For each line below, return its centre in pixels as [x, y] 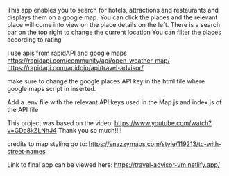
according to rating [34, 40]
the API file [23, 110]
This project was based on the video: [60, 123]
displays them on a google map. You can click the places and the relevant [112, 17]
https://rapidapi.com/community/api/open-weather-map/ [88, 61]
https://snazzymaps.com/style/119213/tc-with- [155, 144]
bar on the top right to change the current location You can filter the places [114, 32]
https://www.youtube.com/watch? [163, 123]
